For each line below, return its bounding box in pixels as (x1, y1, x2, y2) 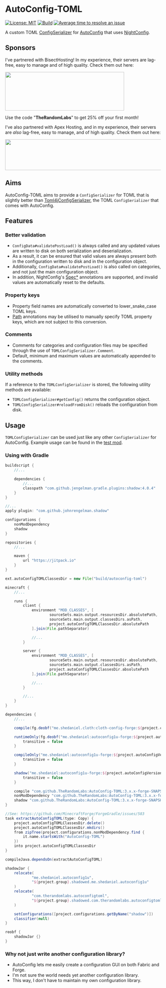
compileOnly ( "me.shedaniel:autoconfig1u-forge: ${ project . (14, 752, 136, 757)
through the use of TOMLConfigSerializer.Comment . (12, 347, 115, 354)
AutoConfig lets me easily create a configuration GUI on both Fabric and (12, 962, 160, 968)
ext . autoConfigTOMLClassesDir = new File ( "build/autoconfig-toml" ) (5, 576, 147, 581)
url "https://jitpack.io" (23, 558, 77, 563)
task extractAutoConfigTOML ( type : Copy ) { (5, 816, 94, 821)
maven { (14, 553, 30, 558)
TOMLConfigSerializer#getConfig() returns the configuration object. (12, 396, 151, 402)
